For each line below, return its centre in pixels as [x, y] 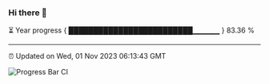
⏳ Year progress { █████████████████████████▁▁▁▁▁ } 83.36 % [131, 30]
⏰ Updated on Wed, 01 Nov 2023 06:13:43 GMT [87, 56]
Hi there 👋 [28, 13]
